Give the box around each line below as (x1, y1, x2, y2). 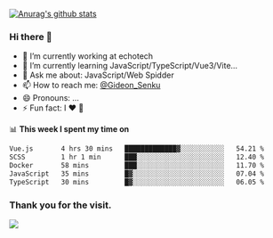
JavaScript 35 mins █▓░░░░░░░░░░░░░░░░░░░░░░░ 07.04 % (9, 169, 265, 178)
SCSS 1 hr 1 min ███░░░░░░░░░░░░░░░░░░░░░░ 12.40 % (9, 152, 265, 162)
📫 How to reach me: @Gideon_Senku (21, 80, 161, 91)
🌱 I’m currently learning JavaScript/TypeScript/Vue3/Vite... (21, 61, 238, 71)
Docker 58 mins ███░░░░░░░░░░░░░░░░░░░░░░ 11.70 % (9, 161, 265, 170)
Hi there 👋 (9, 30, 53, 43)
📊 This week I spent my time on (9, 124, 130, 135)
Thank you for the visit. (9, 199, 112, 211)
